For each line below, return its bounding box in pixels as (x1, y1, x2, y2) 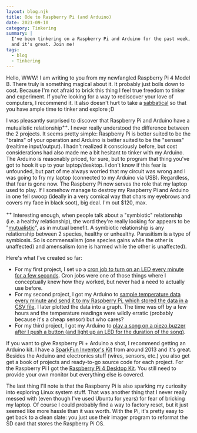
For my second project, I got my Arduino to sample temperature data (14, 290, 181, 298)
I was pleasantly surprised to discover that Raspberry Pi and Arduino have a (6, 117, 190, 124)
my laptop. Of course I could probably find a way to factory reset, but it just (6, 401, 189, 408)
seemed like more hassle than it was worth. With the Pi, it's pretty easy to (6, 407, 184, 414)
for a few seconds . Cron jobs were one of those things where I (14, 272, 166, 279)
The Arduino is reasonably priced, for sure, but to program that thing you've (6, 156, 190, 163)
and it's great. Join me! (11, 42, 75, 48)
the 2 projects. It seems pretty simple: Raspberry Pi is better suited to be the (6, 130, 191, 137)
